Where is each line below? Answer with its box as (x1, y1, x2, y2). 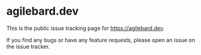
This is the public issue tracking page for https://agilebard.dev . (6, 24, 165, 32)
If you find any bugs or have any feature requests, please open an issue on (6, 36, 195, 43)
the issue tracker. (6, 43, 50, 50)
